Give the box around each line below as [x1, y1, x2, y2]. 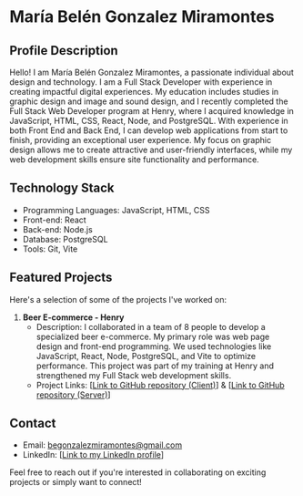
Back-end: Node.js [22, 223, 93, 234]
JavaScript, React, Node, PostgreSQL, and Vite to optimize [35, 350, 257, 361]
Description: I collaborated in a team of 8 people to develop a [35, 321, 266, 332]
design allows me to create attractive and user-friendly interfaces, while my [9, 144, 293, 155]
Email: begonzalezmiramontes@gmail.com [22, 439, 183, 450]
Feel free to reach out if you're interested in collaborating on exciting [9, 467, 267, 478]
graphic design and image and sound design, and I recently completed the [9, 96, 288, 107]
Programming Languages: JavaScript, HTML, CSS [22, 204, 210, 215]
